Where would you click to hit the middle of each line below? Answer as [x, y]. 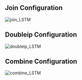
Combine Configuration [41, 61]
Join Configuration [34, 8]
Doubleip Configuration [41, 35]
